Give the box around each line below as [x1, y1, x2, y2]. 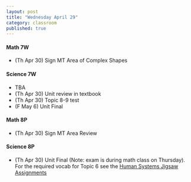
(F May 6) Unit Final [14, 102, 63, 110]
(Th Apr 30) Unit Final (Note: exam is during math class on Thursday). [14, 156, 186, 164]
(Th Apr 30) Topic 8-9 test [14, 96, 79, 103]
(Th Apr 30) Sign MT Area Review [14, 129, 98, 137]
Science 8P [6, 143, 35, 150]
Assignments [14, 169, 47, 176]
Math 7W [6, 43, 30, 51]
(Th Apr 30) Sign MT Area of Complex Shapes [14, 57, 128, 64]
